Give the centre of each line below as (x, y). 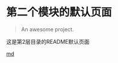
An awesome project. (47, 29)
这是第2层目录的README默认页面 (48, 41)
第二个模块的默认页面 (59, 12)
